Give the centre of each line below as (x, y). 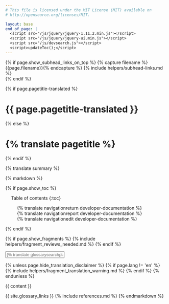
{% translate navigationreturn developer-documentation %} (79, 208)
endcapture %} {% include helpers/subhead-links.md (107, 68)
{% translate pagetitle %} (61, 144)
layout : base (19, 24)
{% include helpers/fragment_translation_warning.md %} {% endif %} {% (82, 270)
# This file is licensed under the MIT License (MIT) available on (79, 10)
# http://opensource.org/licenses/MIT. (48, 15)
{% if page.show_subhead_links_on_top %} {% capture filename (73, 62)
